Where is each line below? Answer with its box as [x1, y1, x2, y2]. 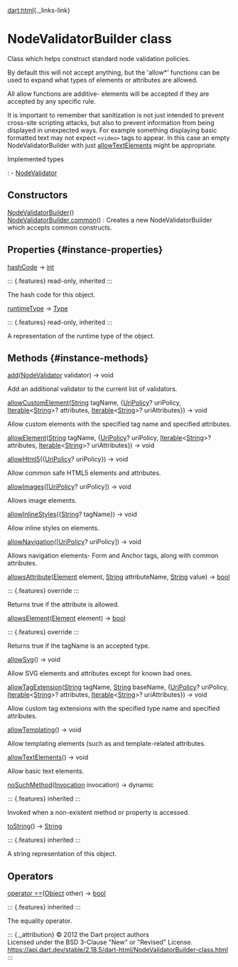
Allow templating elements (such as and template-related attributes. [7, 739, 206, 748]
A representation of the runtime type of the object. [7, 331, 155, 340]
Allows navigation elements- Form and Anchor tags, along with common [7, 551, 219, 560]
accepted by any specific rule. [7, 97, 96, 105]
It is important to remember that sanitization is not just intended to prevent [7, 110, 225, 119]
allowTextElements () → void [7, 753, 89, 762]
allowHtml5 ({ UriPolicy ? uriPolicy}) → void [7, 455, 129, 464]
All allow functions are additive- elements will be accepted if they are [7, 89, 210, 98]
